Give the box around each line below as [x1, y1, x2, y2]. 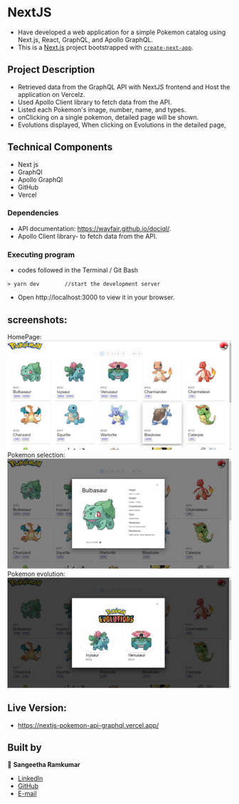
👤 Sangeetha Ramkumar [7, 761, 80, 769]
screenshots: [7, 314, 68, 326]
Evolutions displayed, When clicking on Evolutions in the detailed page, [17, 120, 226, 129]
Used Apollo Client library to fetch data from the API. [17, 98, 172, 106]
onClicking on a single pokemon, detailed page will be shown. [17, 113, 199, 121]
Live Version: [7, 702, 68, 714]
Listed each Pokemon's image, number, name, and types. [17, 105, 186, 114]
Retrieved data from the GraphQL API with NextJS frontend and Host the [17, 83, 230, 91]
